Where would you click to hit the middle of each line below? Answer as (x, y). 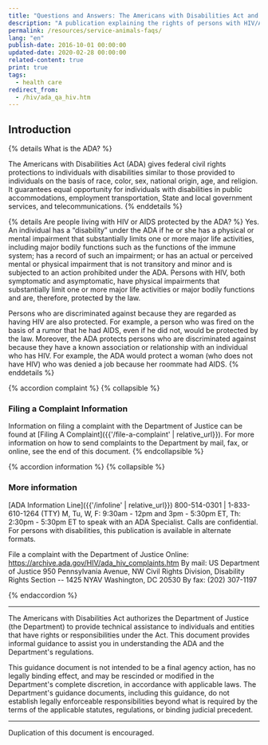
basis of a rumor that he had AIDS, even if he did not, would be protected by (133, 331)
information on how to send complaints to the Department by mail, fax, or (128, 443)
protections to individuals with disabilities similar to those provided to (122, 173)
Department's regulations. (51, 652)
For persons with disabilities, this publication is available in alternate (120, 530)
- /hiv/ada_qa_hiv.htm (53, 97)
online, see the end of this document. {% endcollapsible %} (106, 452)
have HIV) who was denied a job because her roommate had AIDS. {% (124, 364)
